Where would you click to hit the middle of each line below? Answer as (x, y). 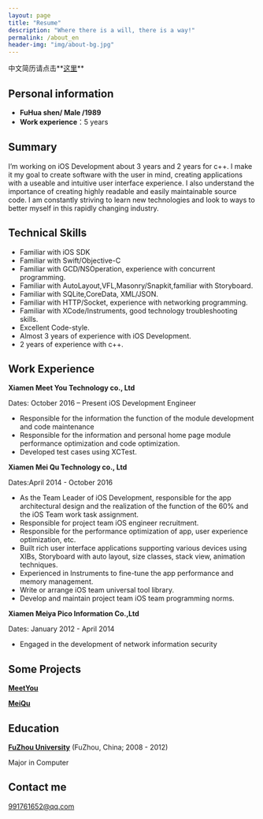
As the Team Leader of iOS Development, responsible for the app (125, 498)
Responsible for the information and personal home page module (125, 436)
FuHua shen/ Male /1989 (60, 112)
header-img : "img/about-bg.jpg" (61, 45)
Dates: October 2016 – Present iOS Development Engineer (102, 403)
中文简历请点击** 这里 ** (46, 69)
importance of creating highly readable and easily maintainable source (122, 191)
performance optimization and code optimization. (100, 443)
